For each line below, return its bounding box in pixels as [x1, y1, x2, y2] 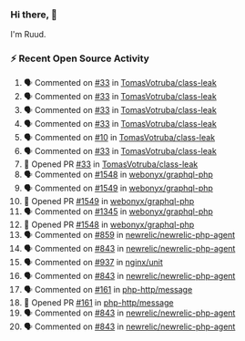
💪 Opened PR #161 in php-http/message [23, 296, 174, 308]
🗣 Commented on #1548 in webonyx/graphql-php [23, 169, 213, 180]
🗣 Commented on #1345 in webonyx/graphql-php [23, 205, 213, 217]
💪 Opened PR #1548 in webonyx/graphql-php [23, 219, 195, 230]
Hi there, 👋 [10, 8, 58, 21]
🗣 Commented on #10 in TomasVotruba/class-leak [23, 131, 216, 142]
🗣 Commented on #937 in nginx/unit [23, 256, 163, 267]
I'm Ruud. [10, 29, 46, 40]
